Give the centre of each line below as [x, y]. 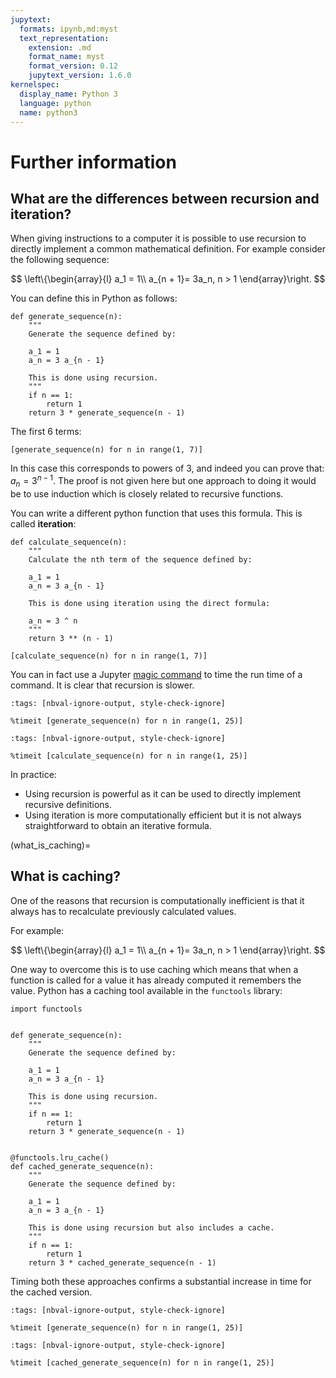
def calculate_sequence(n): [69, 542]
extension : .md [60, 47]
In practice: [33, 774]
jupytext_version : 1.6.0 [80, 76]
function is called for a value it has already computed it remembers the [156, 980]
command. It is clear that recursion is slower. [102, 685]
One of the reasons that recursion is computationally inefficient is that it [157, 900]
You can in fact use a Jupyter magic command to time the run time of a [156, 674]
